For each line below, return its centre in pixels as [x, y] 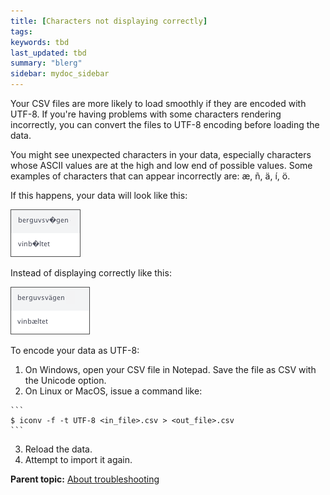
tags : [21, 31]
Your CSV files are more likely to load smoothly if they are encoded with [158, 103]
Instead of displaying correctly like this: [91, 273]
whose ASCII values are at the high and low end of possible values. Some [161, 165]
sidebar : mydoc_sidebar [60, 74]
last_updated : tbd [48, 53]
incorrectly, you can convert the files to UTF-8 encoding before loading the [165, 124]
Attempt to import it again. [78, 459]
